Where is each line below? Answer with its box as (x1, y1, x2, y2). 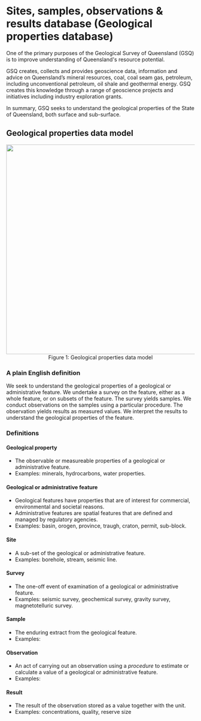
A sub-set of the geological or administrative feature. (14, 549, 145, 556)
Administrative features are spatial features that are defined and (14, 510, 173, 517)
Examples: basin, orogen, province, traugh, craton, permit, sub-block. (14, 522, 187, 529)
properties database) (6, 30, 114, 43)
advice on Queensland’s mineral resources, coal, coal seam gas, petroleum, (6, 74, 193, 81)
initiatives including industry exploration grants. (6, 93, 123, 100)
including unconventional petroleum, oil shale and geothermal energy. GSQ (6, 80, 191, 87)
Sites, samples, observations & (6, 4, 163, 18)
